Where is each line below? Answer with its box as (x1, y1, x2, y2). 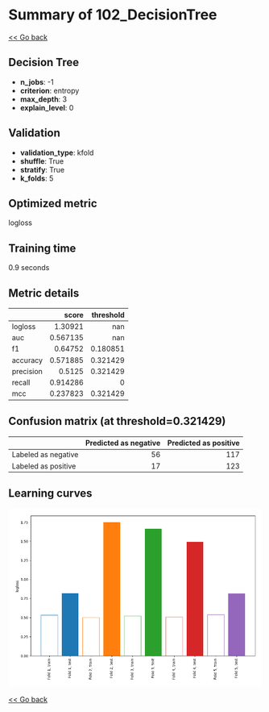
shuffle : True (19, 156, 64, 166)
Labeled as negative (11, 450, 79, 460)
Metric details (8, 286, 80, 300)
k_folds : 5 (19, 173, 54, 183)
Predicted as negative (85, 438, 161, 448)
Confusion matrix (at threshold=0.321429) (8, 414, 226, 428)
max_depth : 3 (19, 94, 67, 104)
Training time (8, 241, 77, 255)
